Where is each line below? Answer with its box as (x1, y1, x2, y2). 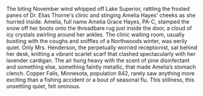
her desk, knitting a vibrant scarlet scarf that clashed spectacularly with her (6, 50, 196, 57)
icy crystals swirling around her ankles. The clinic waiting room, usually (6, 31, 185, 38)
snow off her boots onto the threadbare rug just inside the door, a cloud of (6, 24, 193, 32)
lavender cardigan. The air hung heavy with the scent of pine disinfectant (6, 57, 190, 64)
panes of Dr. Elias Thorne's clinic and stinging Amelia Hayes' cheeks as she (6, 12, 196, 19)
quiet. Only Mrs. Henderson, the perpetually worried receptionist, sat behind (6, 44, 198, 51)
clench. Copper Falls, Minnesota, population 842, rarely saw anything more (6, 70, 195, 77)
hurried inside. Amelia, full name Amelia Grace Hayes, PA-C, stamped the (6, 18, 190, 25)
